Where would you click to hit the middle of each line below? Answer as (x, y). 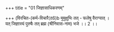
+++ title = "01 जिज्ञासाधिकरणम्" (35, 8)
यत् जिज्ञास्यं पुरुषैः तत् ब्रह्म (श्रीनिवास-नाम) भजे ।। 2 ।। (51, 24)
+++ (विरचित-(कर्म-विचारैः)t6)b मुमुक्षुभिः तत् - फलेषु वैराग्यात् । (58, 18)
